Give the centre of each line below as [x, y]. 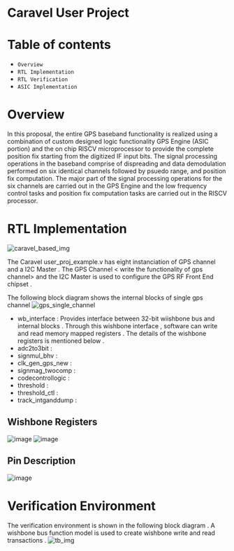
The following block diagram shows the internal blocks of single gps [105, 297]
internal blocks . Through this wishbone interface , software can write [117, 326]
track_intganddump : [47, 400]
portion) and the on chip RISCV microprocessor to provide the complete [111, 149]
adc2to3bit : [35, 348]
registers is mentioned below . [61, 341]
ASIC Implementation [47, 87]
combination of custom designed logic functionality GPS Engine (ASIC [108, 142]
